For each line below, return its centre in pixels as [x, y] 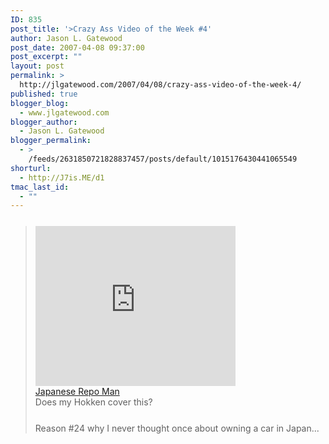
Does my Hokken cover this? [93, 402]
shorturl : [31, 168]
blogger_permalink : [51, 141]
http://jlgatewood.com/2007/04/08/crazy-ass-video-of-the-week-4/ [160, 85]
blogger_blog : [40, 103]
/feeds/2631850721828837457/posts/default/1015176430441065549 [163, 159]
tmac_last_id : [40, 187]
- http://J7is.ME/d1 [62, 177]
